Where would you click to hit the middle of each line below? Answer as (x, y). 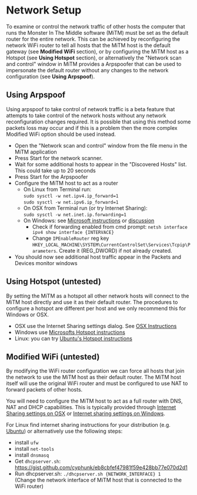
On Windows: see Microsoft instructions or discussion (89, 220)
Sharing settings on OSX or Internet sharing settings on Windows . (86, 414)
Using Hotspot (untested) (54, 282)
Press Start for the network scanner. (59, 158)
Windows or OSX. (27, 315)
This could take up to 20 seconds (55, 170)
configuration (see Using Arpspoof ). (51, 76)
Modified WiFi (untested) (53, 357)
